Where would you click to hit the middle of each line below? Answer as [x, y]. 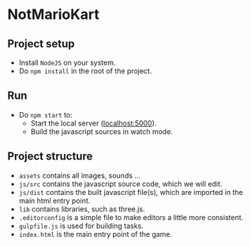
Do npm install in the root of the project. [85, 71]
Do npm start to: [45, 114]
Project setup [41, 44]
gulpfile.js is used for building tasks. [81, 226]
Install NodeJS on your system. [67, 62]
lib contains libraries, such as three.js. [82, 209]
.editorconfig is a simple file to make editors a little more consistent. [131, 217]
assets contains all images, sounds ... [80, 175]
